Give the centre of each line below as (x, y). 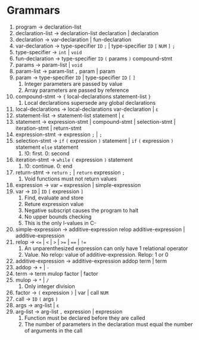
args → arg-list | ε (37, 305)
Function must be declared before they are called (85, 318)
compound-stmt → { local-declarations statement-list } (83, 96)
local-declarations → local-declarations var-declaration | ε (87, 109)
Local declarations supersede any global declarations (90, 102)
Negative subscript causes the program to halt (81, 210)
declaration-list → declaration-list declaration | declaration (87, 33)
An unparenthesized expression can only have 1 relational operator (106, 248)
